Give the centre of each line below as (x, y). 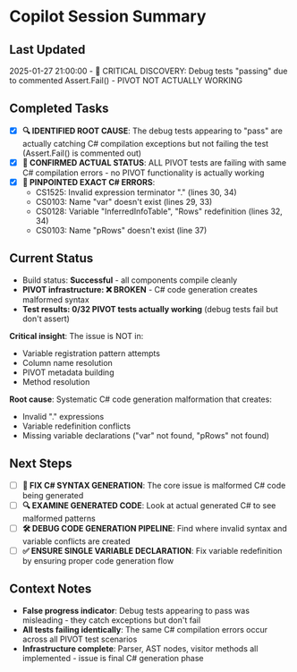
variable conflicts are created (76, 541)
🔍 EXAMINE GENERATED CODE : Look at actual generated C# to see (149, 505)
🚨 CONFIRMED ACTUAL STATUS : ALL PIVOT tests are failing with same (154, 162)
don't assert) (46, 319)
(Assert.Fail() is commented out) (81, 153)
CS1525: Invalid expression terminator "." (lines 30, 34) (136, 192)
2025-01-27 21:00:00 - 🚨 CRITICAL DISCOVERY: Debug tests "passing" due (148, 71)
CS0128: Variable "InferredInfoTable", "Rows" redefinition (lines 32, (159, 211)
